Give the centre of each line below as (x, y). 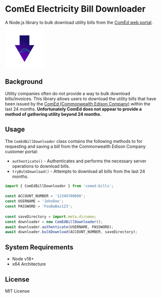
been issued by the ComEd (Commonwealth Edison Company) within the (78, 104)
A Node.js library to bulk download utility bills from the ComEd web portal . (79, 22)
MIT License (17, 291)
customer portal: (22, 151)
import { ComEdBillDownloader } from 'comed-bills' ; (59, 186)
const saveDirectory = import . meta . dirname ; (51, 217)
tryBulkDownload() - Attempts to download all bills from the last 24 (79, 171)
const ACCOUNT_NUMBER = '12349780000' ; (45, 196)
